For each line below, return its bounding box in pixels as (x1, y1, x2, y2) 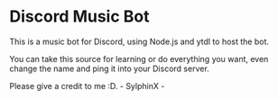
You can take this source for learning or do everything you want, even (9, 53, 269, 64)
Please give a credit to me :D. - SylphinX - (9, 80, 165, 91)
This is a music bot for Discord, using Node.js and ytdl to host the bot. (9, 36, 269, 47)
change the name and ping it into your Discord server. (9, 63, 209, 74)
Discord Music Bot (9, 6, 150, 27)
